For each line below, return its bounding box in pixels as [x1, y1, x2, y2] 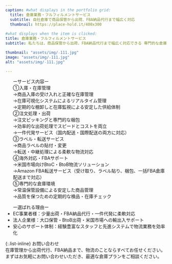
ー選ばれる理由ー [12, 204, 49, 210]
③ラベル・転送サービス [12, 136, 64, 142]
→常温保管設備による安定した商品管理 [12, 187, 94, 193]
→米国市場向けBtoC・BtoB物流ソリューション [12, 161, 110, 167]
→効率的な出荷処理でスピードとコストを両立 [12, 123, 107, 129]
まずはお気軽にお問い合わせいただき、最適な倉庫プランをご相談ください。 [5, 253, 162, 259]
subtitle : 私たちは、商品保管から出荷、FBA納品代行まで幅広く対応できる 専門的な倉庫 [5, 41, 167, 46]
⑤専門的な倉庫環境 [12, 181, 55, 187]
